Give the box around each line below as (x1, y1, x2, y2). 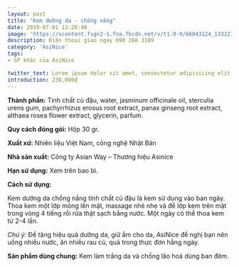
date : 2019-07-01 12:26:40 (7, 23, 87, 31)
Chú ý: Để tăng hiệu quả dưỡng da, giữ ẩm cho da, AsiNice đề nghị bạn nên (7, 230, 229, 239)
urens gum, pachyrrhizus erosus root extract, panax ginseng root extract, (7, 103, 223, 112)
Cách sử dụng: (7, 179, 52, 189)
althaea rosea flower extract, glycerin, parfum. (7, 111, 144, 120)
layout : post (7, 10, 46, 18)
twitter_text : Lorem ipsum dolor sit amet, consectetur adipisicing (7, 69, 215, 77)
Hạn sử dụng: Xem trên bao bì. (7, 166, 98, 174)
